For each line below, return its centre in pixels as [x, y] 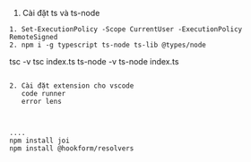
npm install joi [39, 141]
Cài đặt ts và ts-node [61, 13]
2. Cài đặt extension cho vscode [72, 86]
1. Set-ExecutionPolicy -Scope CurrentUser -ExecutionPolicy [126, 30]
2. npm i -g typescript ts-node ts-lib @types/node [108, 45]
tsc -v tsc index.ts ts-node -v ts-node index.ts [94, 61]
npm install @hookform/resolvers [72, 149]
